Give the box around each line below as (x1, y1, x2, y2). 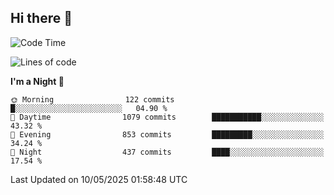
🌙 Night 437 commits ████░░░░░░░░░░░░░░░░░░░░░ (10, 147, 325, 157)
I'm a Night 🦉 (10, 75, 65, 87)
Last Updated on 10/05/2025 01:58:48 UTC (10, 173, 188, 185)
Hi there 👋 (10, 10, 73, 27)
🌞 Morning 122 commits (10, 94, 175, 105)
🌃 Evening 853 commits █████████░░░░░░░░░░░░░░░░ (10, 129, 325, 140)
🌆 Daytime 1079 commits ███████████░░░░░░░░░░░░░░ (10, 112, 325, 122)
